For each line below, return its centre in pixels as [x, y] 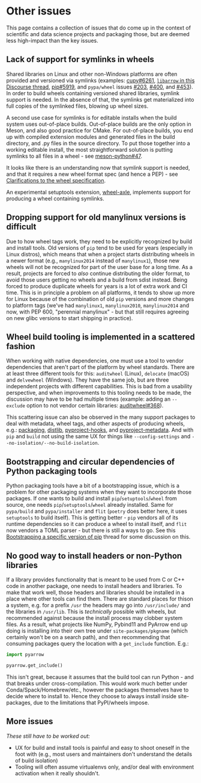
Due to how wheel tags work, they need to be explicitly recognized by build [99, 241]
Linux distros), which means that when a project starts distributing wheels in [100, 254]
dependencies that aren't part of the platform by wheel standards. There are [100, 367]
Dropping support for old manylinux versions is [96, 218]
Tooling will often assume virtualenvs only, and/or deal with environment [104, 767]
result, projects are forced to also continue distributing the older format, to [98, 273]
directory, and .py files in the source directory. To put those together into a [98, 143]
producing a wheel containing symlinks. [55, 198]
